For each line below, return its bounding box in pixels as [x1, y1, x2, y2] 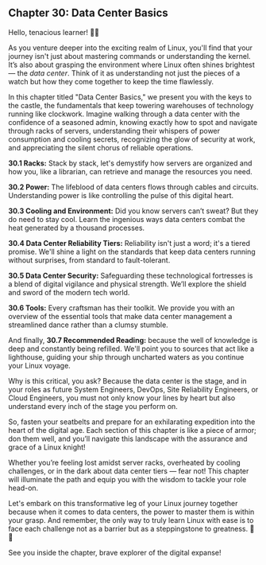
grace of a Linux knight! [8, 442, 86, 452]
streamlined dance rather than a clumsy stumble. [8, 320, 168, 329]
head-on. [8, 483, 39, 493]
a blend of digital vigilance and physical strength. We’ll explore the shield [8, 279, 247, 289]
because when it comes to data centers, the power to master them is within [8, 507, 255, 516]
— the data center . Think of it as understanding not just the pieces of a [8, 68, 241, 78]
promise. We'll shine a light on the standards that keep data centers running [8, 247, 256, 256]
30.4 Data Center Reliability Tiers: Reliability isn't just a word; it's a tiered [8, 238, 250, 247]
